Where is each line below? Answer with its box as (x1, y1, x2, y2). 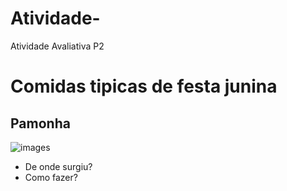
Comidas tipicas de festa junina (10, 75, 278, 98)
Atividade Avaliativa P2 (10, 40, 105, 52)
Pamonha (10, 115, 71, 132)
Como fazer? (24, 171, 78, 183)
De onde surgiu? (24, 160, 93, 172)
